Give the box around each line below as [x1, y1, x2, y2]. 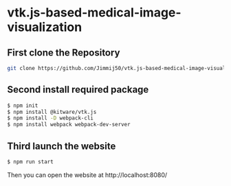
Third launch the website [7, 140, 116, 152]
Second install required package [7, 84, 149, 95]
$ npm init [7, 102, 38, 109]
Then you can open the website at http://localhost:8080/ [7, 170, 168, 179]
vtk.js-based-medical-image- [7, 5, 181, 21]
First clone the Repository [7, 47, 120, 58]
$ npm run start [7, 159, 54, 165]
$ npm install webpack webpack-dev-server [7, 121, 131, 128]
